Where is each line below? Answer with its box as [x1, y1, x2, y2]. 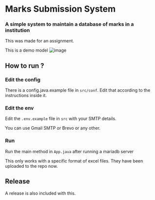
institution [5, 27, 30, 34]
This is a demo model [5, 47, 48, 53]
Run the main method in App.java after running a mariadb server [5, 148, 134, 154]
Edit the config [5, 76, 40, 83]
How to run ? [5, 61, 44, 70]
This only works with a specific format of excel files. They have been [5, 158, 143, 164]
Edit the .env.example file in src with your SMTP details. [5, 116, 116, 121]
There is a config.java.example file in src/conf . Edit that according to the [5, 87, 151, 93]
